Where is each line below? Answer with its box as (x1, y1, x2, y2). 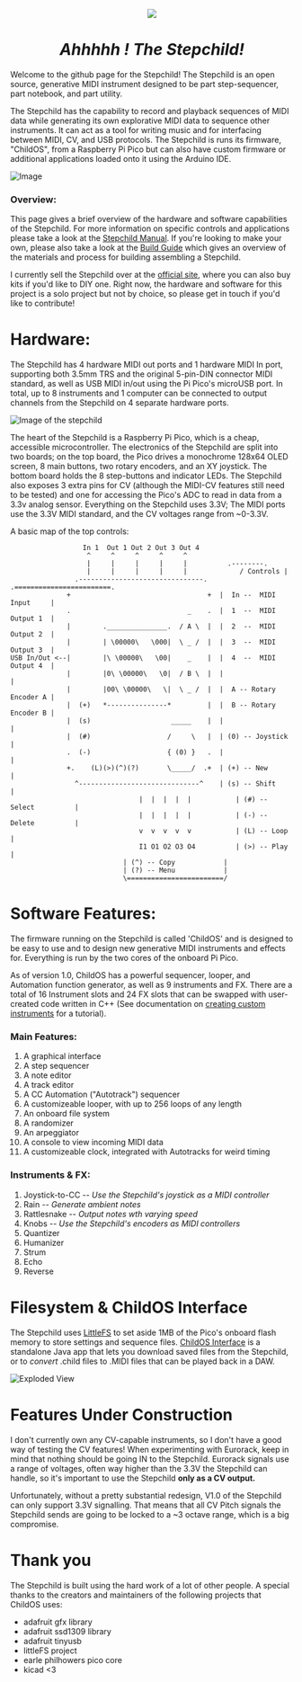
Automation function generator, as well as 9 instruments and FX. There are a (10, 980, 293, 991)
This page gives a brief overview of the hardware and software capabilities (10, 214, 288, 225)
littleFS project (22, 1645, 77, 1656)
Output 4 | (10, 662, 55, 671)
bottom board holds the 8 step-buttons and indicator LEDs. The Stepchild (10, 470, 282, 481)
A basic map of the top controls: (10, 526, 129, 537)
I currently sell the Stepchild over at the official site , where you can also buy (10, 270, 291, 280)
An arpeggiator (22, 1127, 80, 1138)
